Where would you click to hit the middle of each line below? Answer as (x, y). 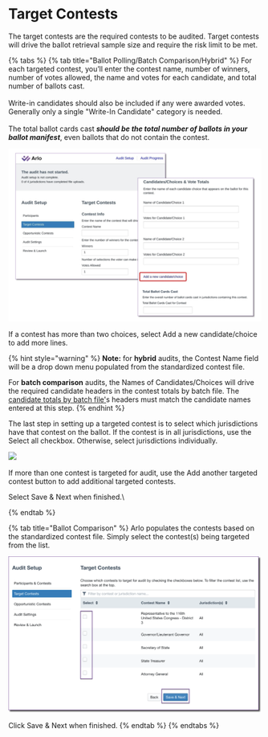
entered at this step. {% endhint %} (67, 408)
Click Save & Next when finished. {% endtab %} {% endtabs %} (114, 726)
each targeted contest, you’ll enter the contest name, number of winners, (129, 68)
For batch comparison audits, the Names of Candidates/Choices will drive (131, 383)
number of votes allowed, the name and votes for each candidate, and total (132, 77)
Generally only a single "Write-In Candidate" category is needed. (116, 111)
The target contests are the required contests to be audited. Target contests (134, 36)
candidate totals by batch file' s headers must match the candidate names (130, 399)
